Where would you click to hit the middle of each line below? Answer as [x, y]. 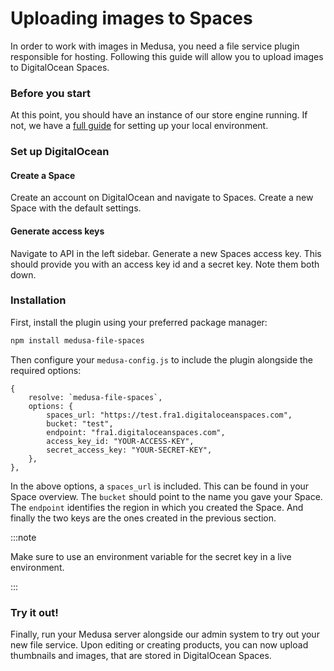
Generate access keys [57, 231]
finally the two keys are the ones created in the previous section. [143, 518]
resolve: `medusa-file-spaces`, [95, 397]
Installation [38, 300]
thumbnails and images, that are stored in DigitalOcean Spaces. [141, 656]
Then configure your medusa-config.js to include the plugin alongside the [162, 359]
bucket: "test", [80, 423]
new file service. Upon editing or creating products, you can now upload [159, 645]
